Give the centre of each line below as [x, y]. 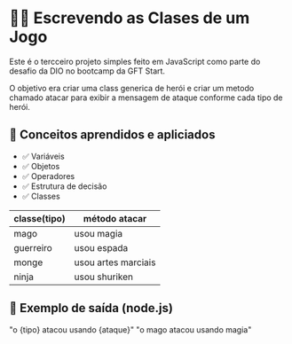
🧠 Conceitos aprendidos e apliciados [112, 135]
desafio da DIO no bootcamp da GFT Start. [87, 71]
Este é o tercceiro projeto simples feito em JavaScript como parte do [135, 61]
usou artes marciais [115, 262]
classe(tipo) [40, 218]
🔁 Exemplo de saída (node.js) [91, 308]
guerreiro [33, 247]
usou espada [101, 247]
